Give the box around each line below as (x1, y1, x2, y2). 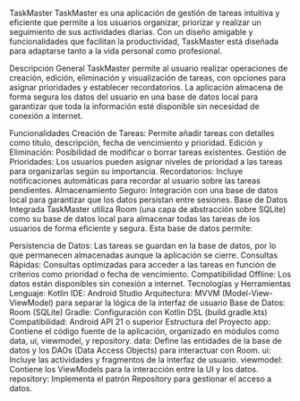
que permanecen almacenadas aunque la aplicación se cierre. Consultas (9, 250, 279, 260)
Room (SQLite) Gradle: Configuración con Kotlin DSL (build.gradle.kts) (9, 307, 268, 317)
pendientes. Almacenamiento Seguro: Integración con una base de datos (9, 185, 279, 195)
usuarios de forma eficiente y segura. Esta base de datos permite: (9, 223, 253, 234)
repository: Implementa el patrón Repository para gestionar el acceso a (9, 373, 272, 384)
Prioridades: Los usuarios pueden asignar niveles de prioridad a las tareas (9, 157, 283, 166)
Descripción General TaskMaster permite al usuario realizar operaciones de (9, 63, 288, 73)
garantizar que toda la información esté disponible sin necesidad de (9, 101, 260, 111)
